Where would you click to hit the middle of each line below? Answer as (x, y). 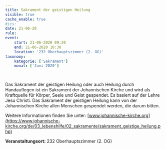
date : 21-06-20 (21, 29)
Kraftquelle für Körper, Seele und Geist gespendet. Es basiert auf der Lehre (82, 95)
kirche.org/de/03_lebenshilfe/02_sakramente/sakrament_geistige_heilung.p (83, 126)
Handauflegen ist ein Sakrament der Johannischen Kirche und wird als (78, 90)
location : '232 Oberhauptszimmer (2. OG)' (59, 52)
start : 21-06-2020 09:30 (40, 43)
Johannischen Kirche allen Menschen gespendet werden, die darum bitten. (82, 106)
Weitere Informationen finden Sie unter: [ (47, 115)
